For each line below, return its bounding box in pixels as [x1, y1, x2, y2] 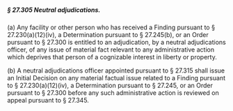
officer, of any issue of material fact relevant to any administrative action [7, 45, 214, 54]
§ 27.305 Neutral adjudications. [7, 6, 101, 14]
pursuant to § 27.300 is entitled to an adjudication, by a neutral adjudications [7, 38, 226, 46]
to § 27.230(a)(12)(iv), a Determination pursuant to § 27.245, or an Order [7, 81, 214, 89]
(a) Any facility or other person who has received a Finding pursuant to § [7, 23, 216, 31]
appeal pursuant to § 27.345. [7, 96, 89, 104]
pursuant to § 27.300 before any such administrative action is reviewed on [7, 88, 219, 97]
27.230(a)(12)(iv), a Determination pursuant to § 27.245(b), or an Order [7, 30, 209, 38]
